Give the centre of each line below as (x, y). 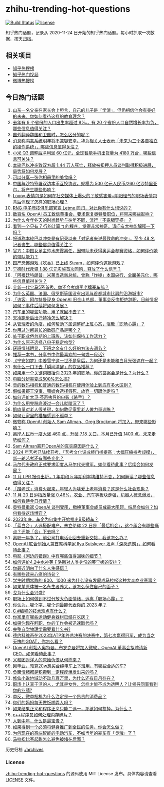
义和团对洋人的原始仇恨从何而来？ (47, 659)
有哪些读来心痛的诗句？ (36, 574)
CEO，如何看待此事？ (34, 654)
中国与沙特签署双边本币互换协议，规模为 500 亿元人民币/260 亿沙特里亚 (85, 183)
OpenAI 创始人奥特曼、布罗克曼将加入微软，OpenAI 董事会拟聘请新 (80, 647)
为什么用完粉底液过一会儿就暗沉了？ (49, 403)
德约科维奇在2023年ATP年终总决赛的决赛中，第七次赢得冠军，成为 (79, 635)
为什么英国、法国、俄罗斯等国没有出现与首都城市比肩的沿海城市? (78, 293)
